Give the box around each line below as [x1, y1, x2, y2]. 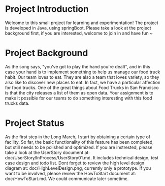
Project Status [5, 118, 65, 129]
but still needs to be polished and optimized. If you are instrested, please [5, 144, 153, 150]
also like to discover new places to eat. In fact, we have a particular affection [5, 79, 161, 85]
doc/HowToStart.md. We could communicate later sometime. [5, 176, 129, 182]
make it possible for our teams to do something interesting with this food [5, 95, 153, 101]
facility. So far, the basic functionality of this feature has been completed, [5, 139, 154, 145]
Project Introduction [5, 3, 89, 15]
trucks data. [5, 100, 30, 106]
